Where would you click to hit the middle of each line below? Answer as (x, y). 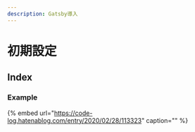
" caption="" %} (165, 120)
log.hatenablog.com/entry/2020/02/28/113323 (75, 120)
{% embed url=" (31, 113)
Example (23, 97)
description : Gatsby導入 (43, 14)
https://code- (73, 113)
